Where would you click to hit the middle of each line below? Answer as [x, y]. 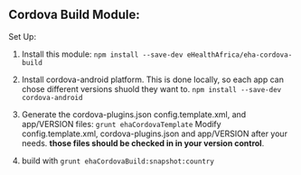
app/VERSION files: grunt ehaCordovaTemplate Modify [122, 124]
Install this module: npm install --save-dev [102, 54]
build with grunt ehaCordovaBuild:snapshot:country [118, 161]
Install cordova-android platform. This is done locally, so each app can [152, 79]
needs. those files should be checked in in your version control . [143, 143]
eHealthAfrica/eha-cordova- [240, 55]
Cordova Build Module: [75, 15]
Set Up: [23, 36]
